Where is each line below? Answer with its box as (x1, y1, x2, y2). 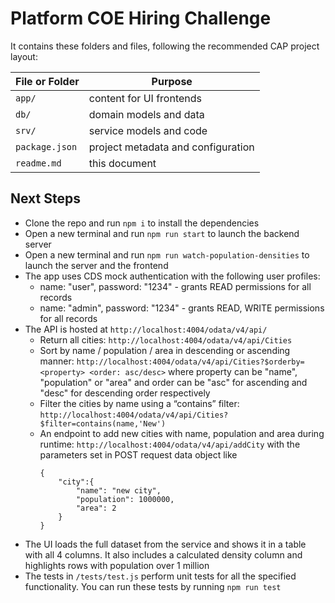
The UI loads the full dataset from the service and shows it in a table (24, 538, 307, 550)
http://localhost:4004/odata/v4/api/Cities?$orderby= (76, 357, 305, 367)
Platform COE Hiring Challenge (10, 7, 272, 30)
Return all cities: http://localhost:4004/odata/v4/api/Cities (39, 333, 293, 346)
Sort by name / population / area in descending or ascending (39, 344, 291, 356)
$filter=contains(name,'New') (39, 418, 167, 429)
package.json (15, 141, 78, 152)
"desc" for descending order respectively (39, 387, 211, 399)
